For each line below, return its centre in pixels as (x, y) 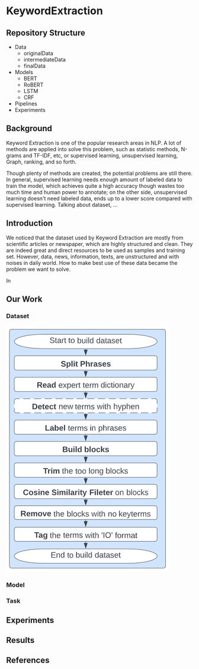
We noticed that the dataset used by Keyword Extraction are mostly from (95, 238)
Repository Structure (46, 33)
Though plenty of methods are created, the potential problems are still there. (99, 173)
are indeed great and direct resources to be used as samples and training (96, 250)
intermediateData (45, 60)
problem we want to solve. (38, 269)
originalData (38, 53)
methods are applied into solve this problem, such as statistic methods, (93, 149)
